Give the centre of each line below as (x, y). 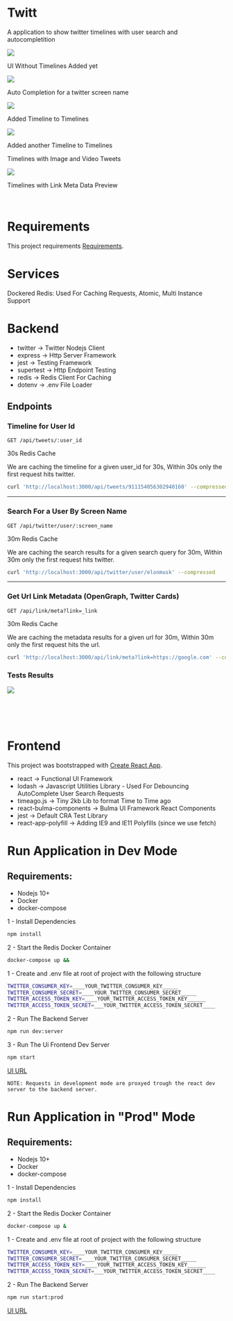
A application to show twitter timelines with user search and (93, 32)
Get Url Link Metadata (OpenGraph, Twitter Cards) (93, 596)
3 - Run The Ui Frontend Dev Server (59, 1045)
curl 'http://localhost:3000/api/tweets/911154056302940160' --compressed (118, 487)
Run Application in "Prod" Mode (101, 1117)
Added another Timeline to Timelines (60, 145)
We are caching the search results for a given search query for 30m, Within (115, 552)
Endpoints (30, 406)
